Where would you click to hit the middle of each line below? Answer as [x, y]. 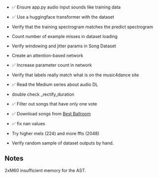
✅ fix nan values [28, 124]
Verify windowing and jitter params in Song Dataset [64, 46]
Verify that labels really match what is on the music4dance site [75, 75]
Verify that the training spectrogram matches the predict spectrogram [82, 27]
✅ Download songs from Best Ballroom [51, 114]
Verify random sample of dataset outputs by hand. [63, 143]
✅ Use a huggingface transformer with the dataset [63, 17]
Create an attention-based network [47, 55]
